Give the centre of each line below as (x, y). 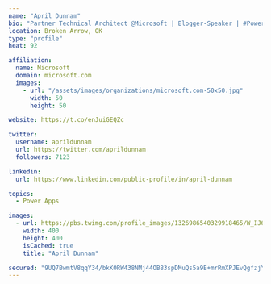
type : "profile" (35, 38)
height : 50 (48, 106)
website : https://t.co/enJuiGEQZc (67, 120)
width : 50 (46, 98)
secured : (23, 268)
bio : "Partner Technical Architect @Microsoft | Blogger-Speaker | (124, 23)
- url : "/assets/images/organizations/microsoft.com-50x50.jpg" (133, 90)
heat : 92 (23, 46)
